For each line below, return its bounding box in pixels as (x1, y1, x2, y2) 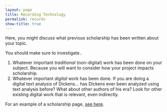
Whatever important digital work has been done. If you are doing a (12, 75, 149, 81)
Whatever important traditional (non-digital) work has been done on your (12, 59, 163, 65)
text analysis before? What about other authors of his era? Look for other (12, 86, 163, 92)
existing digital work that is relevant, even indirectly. (12, 91, 119, 97)
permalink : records (5, 16, 46, 21)
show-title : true (5, 21, 41, 26)
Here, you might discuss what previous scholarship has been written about (5, 35, 159, 41)
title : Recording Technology (5, 12, 66, 17)
